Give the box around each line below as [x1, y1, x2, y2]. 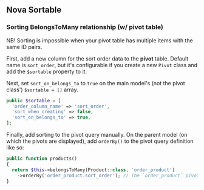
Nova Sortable [6, 5, 62, 15]
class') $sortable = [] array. [6, 86, 79, 93]
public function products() [6, 156, 78, 162]
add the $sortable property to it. [6, 68, 87, 75]
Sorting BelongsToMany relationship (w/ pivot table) [6, 23, 164, 31]
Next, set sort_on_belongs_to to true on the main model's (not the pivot [6, 79, 185, 87]
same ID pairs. [6, 43, 42, 50]
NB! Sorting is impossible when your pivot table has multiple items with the [6, 36, 193, 44]
